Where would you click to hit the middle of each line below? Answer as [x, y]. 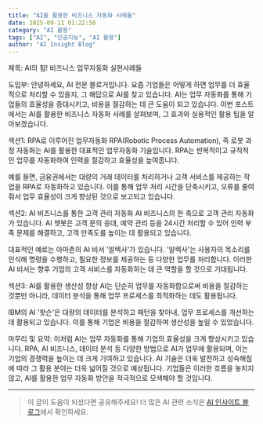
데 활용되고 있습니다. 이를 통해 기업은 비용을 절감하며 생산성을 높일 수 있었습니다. [131, 322]
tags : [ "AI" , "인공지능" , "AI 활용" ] [65, 37]
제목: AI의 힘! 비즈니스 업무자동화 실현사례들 [75, 68]
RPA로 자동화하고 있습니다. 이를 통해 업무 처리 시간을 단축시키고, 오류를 [131, 187]
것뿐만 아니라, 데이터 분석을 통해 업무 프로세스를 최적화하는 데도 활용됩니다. [123, 296]
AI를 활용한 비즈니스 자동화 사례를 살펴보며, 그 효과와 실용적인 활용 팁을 [137, 114]
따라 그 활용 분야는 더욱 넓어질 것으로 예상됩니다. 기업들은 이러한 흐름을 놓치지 [135, 368]
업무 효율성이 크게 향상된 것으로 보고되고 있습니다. [99, 196]
